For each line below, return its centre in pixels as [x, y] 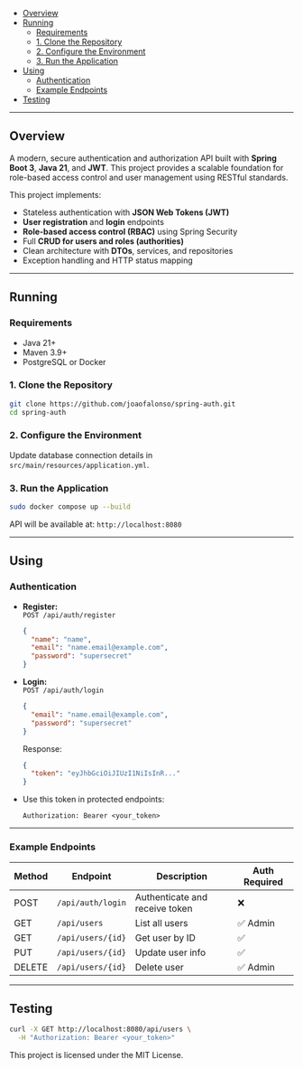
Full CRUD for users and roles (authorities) [103, 241]
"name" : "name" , [61, 639]
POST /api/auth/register [69, 615]
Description [182, 876]
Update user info [170, 952]
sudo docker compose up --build [70, 507]
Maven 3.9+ [45, 352]
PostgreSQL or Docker [64, 361]
